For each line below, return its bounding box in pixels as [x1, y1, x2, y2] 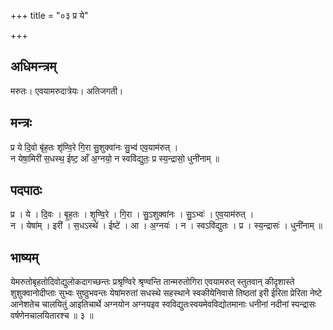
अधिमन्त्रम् [10, 58, 57, 75]
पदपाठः [10, 182, 43, 199]
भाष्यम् [10, 249, 39, 266]
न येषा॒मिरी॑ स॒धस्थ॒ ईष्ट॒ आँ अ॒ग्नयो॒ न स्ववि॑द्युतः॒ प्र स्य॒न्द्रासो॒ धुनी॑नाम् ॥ [10, 152, 220, 164]
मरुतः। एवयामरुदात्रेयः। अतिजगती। [10, 85, 124, 97]
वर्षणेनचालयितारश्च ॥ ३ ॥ [10, 310, 94, 322]
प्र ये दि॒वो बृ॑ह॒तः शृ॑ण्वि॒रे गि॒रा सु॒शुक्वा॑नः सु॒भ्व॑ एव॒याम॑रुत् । [10, 141, 179, 153]
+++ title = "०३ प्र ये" [10, 10, 89, 21]
